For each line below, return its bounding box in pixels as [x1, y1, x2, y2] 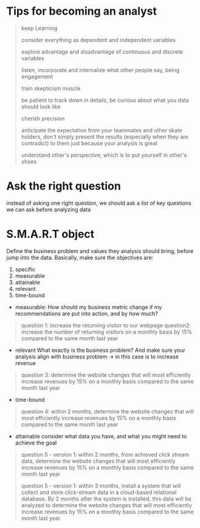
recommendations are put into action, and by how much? [15, 310, 158, 317]
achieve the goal [15, 439, 57, 446]
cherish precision [21, 115, 65, 122]
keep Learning [21, 24, 58, 32]
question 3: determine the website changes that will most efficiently [21, 371, 191, 379]
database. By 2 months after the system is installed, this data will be [21, 495, 191, 502]
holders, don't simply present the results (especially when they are [21, 133, 188, 140]
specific [15, 265, 35, 273]
